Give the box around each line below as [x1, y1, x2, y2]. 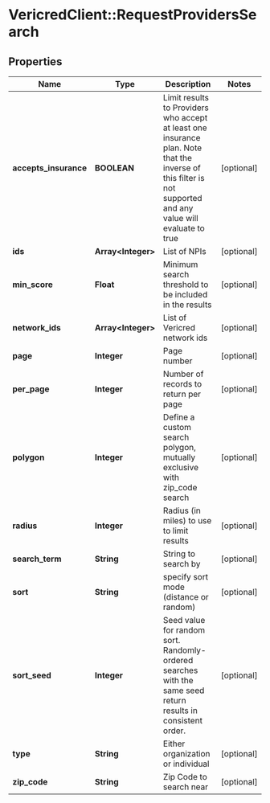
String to [163, 548, 195, 559]
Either [163, 738, 186, 749]
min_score [12, 279, 54, 290]
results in [163, 705, 198, 716]
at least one [163, 122, 207, 133]
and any [163, 203, 194, 214]
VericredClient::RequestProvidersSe [8, 6, 257, 24]
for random [163, 625, 206, 636]
